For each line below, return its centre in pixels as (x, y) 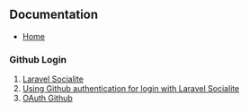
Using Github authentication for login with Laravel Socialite (131, 89)
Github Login (38, 59)
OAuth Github (48, 99)
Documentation (54, 15)
